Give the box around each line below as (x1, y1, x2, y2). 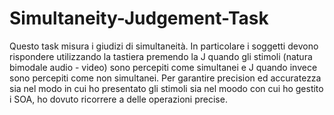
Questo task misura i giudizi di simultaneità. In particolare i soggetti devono (9, 40, 319, 52)
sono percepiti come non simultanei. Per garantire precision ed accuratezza (9, 72, 322, 84)
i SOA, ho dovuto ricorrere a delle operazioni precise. (9, 93, 228, 105)
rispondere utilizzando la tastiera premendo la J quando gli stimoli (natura (9, 50, 313, 62)
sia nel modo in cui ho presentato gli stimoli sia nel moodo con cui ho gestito (9, 82, 324, 94)
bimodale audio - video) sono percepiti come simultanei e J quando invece (9, 61, 318, 73)
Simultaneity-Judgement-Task (9, 7, 269, 30)
